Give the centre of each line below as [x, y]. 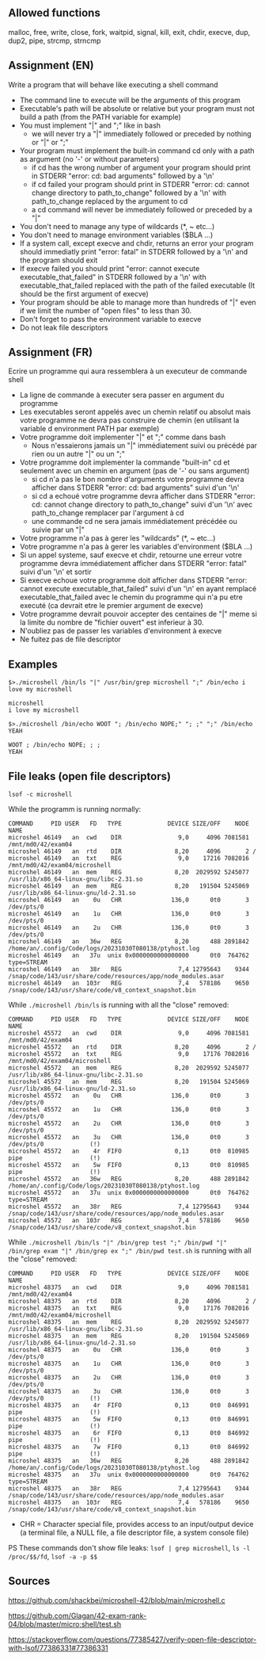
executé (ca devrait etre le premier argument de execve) [111, 606]
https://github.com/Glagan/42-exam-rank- [78, 1616]
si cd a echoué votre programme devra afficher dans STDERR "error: [143, 496]
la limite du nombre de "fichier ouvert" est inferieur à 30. [112, 622]
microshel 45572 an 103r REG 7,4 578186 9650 [129, 1221]
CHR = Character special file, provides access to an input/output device [136, 1524]
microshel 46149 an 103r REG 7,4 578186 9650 [129, 983]
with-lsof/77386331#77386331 [58, 1647]
